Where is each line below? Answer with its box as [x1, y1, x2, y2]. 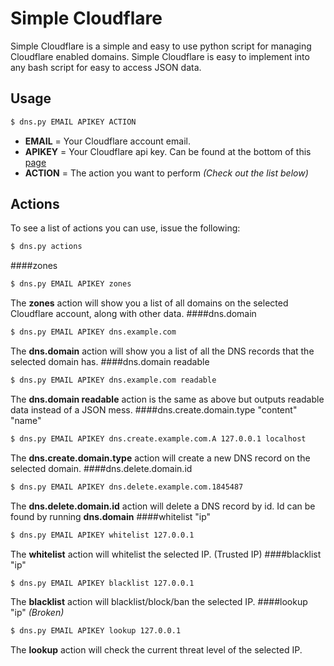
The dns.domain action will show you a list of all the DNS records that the [10, 345, 315, 357]
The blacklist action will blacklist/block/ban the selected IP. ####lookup [10, 596, 308, 608]
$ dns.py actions [10, 242, 83, 252]
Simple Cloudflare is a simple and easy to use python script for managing [10, 40, 312, 52]
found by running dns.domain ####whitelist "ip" [10, 510, 212, 522]
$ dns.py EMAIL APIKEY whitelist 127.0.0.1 [10, 530, 195, 540]
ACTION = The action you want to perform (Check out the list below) [24, 167, 309, 179]
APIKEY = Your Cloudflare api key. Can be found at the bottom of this [24, 145, 312, 157]
